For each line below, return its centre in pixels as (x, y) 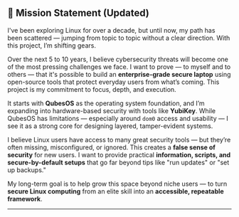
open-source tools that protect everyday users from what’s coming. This (113, 82)
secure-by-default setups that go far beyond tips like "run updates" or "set (118, 162)
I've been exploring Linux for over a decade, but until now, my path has (111, 30)
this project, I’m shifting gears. (52, 45)
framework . (25, 199)
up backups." (27, 170)
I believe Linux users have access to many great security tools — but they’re (119, 139)
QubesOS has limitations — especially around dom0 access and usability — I (118, 118)
